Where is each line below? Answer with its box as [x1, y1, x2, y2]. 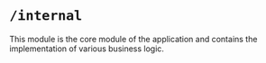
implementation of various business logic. [9, 43, 165, 54]
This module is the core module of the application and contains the [9, 33, 258, 44]
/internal [9, 7, 83, 24]
